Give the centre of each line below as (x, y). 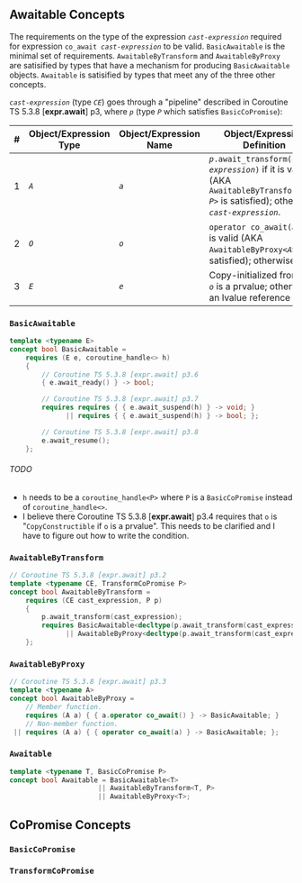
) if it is (270, 168)
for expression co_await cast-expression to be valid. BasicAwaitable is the (147, 46)
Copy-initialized (243, 275)
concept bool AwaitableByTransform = (80, 592)
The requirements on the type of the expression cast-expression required (146, 36)
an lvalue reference (249, 297)
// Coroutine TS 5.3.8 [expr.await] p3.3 (88, 682)
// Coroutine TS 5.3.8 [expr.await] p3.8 (120, 432)
